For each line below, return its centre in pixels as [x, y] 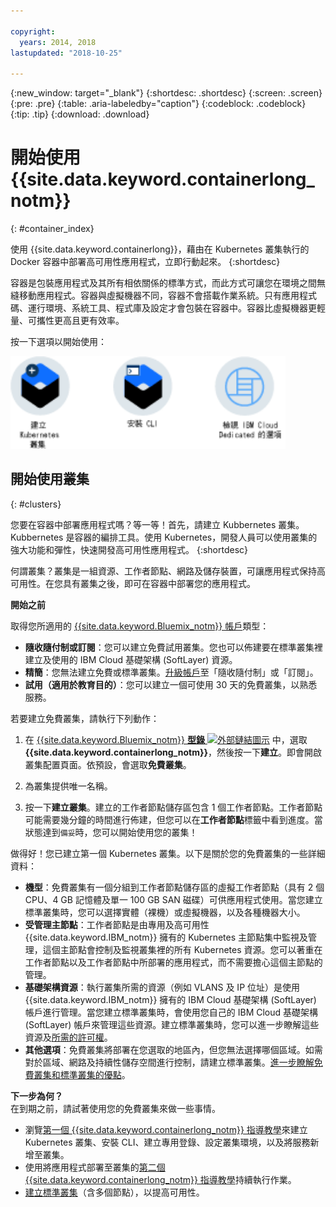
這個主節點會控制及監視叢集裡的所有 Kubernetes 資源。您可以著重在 [182, 949]
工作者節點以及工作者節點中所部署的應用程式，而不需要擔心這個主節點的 [173, 962]
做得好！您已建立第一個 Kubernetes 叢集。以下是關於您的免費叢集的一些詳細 [168, 853]
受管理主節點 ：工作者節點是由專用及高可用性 [117, 924]
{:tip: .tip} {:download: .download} [80, 114]
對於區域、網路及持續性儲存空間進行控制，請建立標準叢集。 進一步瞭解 [169, 1062]
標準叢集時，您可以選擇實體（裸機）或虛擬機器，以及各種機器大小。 [165, 912]
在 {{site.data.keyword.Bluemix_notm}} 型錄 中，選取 [166, 739]
